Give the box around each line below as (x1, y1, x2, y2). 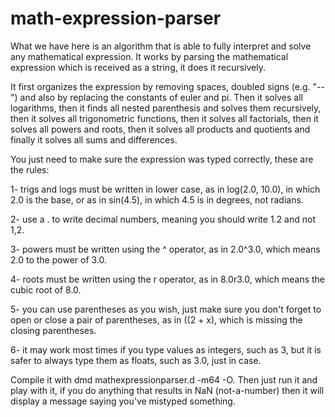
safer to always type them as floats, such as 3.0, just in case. (10, 354, 262, 366)
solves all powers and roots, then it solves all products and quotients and (10, 123, 311, 135)
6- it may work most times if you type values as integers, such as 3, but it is (10, 343, 322, 356)
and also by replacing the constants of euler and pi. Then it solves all (19, 91, 303, 103)
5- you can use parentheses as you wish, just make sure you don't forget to (10, 303, 322, 315)
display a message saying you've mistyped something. (10, 395, 236, 407)
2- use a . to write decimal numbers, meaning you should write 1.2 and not (10, 213, 316, 225)
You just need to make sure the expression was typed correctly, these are (10, 153, 314, 165)
